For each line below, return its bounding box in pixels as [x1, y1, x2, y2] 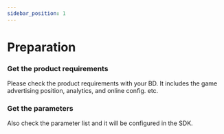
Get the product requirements [7, 64, 109, 73]
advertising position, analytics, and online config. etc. [7, 87, 159, 95]
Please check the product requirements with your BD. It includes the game [7, 79, 218, 88]
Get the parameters [7, 104, 74, 113]
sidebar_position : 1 [7, 10, 67, 17]
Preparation [7, 39, 76, 55]
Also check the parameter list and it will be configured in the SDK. [7, 119, 194, 127]
